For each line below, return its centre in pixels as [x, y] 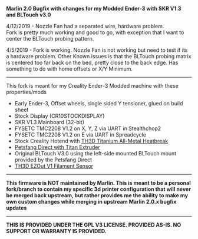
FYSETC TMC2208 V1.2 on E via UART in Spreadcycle [80, 135]
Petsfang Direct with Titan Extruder [57, 147]
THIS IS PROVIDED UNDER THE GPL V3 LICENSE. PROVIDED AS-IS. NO [94, 225]
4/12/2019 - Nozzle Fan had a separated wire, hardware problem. [85, 26]
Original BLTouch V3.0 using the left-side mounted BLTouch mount [95, 153]
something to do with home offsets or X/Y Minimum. [70, 69]
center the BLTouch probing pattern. [50, 39]
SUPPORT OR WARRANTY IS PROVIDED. [57, 231]
